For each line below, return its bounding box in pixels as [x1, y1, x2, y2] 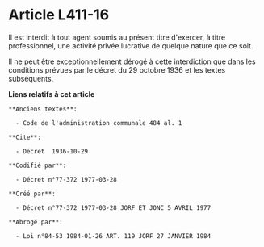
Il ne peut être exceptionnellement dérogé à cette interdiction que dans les [8, 57, 256, 66]
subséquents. [8, 73, 54, 83]
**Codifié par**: [8, 161, 67, 170]
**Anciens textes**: [8, 105, 78, 113]
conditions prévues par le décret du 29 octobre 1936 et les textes [8, 65, 226, 74]
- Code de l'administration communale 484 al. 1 [15, 119, 182, 127]
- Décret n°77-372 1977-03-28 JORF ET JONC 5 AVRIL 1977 [15, 203, 212, 211]
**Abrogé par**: [8, 218, 63, 226]
